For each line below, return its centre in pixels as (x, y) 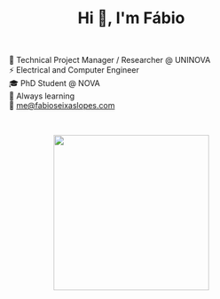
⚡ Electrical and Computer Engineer (74, 69)
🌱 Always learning (42, 96)
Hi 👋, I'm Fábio (131, 18)
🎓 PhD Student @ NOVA (54, 83)
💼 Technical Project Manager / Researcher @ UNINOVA (110, 59)
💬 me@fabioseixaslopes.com (62, 105)
